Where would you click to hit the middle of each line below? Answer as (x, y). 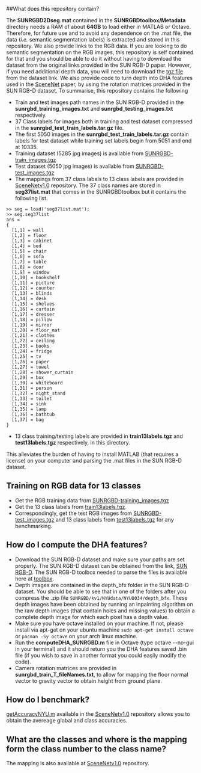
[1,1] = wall (28, 230)
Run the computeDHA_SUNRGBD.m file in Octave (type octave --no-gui (104, 642)
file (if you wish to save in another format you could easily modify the (100, 655)
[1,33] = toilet (32, 399)
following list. (31, 198)
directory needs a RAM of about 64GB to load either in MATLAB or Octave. (98, 27)
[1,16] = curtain (33, 309)
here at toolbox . (34, 578)
